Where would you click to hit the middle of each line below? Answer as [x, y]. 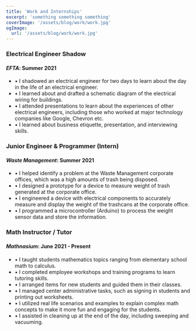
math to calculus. [35, 266]
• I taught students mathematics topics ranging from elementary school [101, 259]
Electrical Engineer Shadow [46, 54]
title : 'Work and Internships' [44, 11]
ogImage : [17, 28]
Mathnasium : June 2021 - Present [48, 246]
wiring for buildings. [39, 100]
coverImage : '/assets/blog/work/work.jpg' [59, 22]
